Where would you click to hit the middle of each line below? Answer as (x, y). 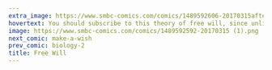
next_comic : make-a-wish (50, 38)
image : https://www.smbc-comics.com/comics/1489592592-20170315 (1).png (134, 31)
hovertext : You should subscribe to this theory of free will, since (128, 23)
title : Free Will (38, 53)
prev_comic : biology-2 (47, 46)
